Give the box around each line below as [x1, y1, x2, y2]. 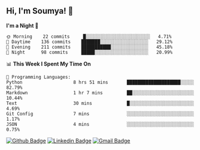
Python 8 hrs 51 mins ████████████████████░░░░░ [6, 79, 195, 85]
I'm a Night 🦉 [6, 22, 39, 29]
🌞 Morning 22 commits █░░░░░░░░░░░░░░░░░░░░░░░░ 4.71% [6, 34, 172, 40]
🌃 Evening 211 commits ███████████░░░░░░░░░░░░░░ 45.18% [6, 44, 172, 50]
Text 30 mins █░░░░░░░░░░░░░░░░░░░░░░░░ [6, 100, 195, 106]
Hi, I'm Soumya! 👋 [6, 6, 74, 16]
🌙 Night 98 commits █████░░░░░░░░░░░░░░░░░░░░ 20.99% [6, 49, 172, 55]
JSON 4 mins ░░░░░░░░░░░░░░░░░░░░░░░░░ [6, 121, 195, 127]
